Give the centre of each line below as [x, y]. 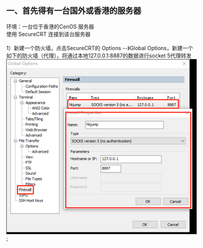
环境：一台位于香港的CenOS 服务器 [50, 27]
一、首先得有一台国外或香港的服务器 [74, 11]
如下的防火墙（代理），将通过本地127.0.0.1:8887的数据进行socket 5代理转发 [99, 56]
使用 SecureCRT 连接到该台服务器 [48, 34]
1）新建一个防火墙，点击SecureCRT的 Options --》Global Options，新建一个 [100, 48]
